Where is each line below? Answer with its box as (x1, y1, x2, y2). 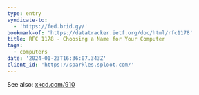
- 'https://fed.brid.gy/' (13, 23, 88, 30)
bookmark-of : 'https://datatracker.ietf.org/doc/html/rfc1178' (7, 29, 193, 36)
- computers (13, 49, 48, 56)
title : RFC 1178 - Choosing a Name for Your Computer (7, 36, 166, 43)
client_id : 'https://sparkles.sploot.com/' (7, 61, 135, 68)
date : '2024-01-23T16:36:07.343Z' (7, 55, 107, 62)
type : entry (7, 10, 41, 17)
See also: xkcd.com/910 (7, 80, 75, 88)
